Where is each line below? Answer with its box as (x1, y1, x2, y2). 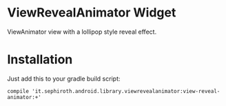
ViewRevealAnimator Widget (7, 5, 176, 21)
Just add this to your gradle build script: (7, 74, 121, 83)
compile (7, 87, 30, 94)
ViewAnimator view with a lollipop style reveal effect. (7, 28, 157, 36)
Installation (7, 52, 73, 67)
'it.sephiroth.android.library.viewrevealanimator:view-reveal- (32, 87, 220, 94)
